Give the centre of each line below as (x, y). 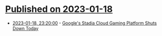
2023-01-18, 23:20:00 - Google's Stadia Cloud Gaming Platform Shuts (84, 23)
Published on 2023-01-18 (59, 9)
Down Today (25, 28)
